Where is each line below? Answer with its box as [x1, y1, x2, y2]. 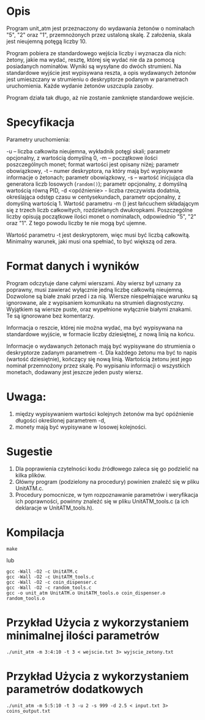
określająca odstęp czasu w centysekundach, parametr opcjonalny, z [6, 193, 181, 201]
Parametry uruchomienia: [6, 136, 70, 143]
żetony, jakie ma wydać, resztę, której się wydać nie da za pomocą [6, 56, 175, 63]
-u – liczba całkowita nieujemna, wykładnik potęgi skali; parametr [6, 147, 171, 155]
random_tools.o [6, 595, 45, 602]
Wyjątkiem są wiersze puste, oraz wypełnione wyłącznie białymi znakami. [6, 305, 193, 313]
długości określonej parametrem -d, [15, 416, 106, 424]
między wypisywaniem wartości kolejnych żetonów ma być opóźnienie [15, 410, 194, 418]
